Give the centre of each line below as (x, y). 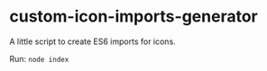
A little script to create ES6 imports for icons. (92, 41)
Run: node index (39, 58)
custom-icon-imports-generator (134, 17)
